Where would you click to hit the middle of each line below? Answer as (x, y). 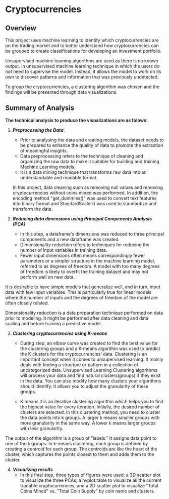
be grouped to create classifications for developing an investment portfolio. (83, 51)
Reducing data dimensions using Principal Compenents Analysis (82, 218)
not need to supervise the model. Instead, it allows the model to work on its (83, 71)
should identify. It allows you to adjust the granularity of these (84, 386)
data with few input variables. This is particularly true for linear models (78, 292)
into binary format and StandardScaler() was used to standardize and (84, 203)
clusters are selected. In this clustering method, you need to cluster (90, 412)
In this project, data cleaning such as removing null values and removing (88, 187)
